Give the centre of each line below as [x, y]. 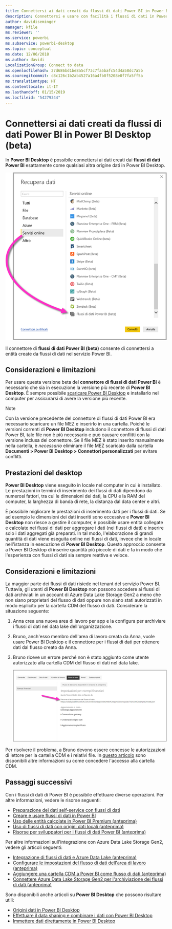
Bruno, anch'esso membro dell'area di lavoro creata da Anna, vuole [84, 637]
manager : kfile [21, 27]
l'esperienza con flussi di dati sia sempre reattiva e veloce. [67, 555]
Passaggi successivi [39, 782]
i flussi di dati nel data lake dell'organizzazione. [62, 626]
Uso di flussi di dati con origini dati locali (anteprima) [68, 826]
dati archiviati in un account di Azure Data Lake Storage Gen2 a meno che [83, 595]
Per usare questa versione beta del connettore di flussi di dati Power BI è [83, 382]
